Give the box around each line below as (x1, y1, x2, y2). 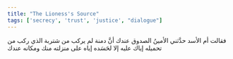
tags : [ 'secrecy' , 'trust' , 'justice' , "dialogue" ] (7, 17, 162, 24)
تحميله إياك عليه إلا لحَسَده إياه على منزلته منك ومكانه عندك (7, 44, 162, 52)
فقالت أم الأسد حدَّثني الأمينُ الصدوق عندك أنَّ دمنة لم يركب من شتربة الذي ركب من (7, 36, 227, 44)
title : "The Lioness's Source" (7, 10, 100, 18)
